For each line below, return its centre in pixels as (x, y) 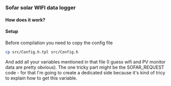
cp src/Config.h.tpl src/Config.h (42, 52)
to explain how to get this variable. (41, 78)
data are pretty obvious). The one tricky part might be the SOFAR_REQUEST (85, 67)
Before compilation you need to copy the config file (59, 43)
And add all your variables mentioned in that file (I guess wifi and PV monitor (85, 62)
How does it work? (25, 20)
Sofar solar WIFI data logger (41, 8)
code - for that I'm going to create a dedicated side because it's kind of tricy (85, 72)
